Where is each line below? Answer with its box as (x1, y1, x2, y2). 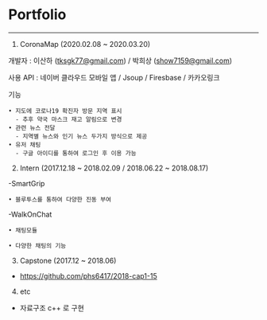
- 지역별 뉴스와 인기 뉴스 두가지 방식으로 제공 (15, 132, 148, 140)
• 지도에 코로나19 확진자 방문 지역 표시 (8, 107, 122, 115)
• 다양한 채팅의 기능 (8, 241, 67, 250)
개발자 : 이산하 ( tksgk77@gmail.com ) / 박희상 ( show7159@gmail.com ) (8, 56, 233, 65)
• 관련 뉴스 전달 (8, 123, 56, 132)
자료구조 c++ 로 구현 (19, 302, 85, 312)
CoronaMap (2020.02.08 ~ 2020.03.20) (19, 39, 151, 49)
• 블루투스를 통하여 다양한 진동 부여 (8, 195, 112, 204)
